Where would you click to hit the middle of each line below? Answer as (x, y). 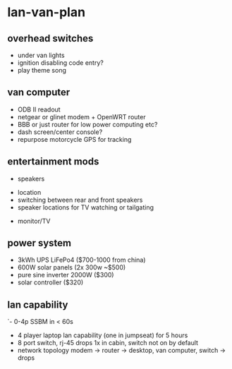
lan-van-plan (47, 12)
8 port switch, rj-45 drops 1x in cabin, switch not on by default (108, 343)
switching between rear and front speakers (80, 200)
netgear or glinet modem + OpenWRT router (81, 116)
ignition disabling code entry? (60, 63)
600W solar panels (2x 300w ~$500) (72, 267)
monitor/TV (34, 221)
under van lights (41, 55)
